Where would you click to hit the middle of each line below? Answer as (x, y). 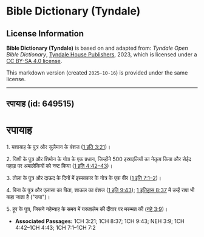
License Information (45, 34)
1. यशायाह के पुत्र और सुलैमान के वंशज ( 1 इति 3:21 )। (59, 147)
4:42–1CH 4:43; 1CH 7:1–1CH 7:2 (55, 228)
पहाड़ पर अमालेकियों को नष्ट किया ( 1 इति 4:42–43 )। (59, 166)
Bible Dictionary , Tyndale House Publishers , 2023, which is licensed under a (102, 55)
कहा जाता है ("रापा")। (28, 197)
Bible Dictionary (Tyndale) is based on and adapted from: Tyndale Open (97, 48)
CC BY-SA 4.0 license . (34, 61)
